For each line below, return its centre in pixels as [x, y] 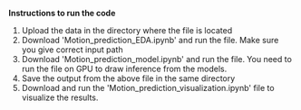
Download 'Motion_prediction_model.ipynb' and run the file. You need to [156, 59]
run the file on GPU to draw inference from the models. [124, 69]
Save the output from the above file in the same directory [128, 78]
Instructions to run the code [62, 13]
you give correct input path [72, 50]
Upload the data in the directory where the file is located [127, 30]
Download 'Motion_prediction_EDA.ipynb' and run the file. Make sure [150, 40]
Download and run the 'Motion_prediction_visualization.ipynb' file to [148, 88]
